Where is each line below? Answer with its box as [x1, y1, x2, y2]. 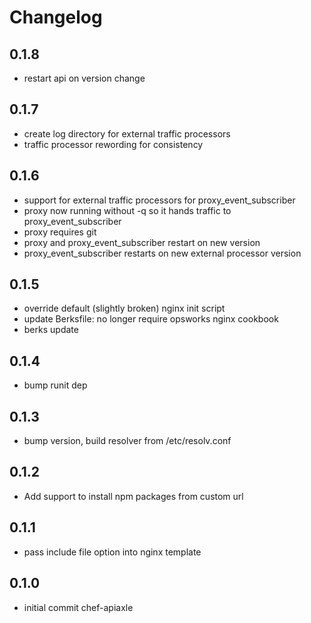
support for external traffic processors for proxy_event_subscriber [23, 194, 296, 206]
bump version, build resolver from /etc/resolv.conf [23, 435, 232, 447]
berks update [23, 324, 79, 336]
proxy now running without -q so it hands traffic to [23, 204, 232, 216]
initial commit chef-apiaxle [23, 601, 134, 613]
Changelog [9, 6, 103, 29]
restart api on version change [23, 72, 146, 84]
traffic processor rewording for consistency [23, 138, 204, 150]
